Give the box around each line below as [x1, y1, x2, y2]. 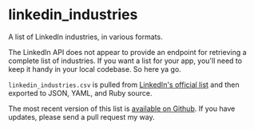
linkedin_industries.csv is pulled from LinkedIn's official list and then [8, 80, 240, 89]
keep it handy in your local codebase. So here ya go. [8, 64, 181, 73]
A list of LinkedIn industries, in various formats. [8, 32, 163, 41]
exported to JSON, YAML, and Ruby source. [8, 88, 153, 97]
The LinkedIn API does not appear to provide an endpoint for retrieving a [8, 47, 247, 57]
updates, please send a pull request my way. [8, 112, 155, 121]
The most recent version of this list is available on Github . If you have [8, 104, 236, 113]
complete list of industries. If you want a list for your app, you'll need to [8, 56, 242, 65]
